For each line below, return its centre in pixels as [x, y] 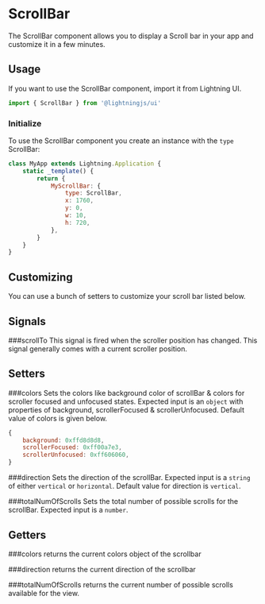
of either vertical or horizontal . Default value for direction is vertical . [125, 486]
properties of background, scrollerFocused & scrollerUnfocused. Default [126, 409]
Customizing [40, 277]
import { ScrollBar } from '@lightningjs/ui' [84, 103]
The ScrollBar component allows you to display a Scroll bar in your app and [131, 36]
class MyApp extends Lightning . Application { [84, 164]
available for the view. [44, 593]
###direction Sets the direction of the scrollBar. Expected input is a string [129, 478]
